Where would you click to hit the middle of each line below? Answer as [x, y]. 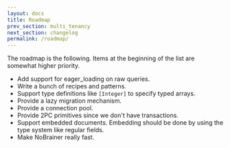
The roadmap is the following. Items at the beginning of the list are [101, 58]
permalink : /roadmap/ [38, 39]
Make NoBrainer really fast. [56, 137]
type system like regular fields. [60, 130]
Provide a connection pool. [55, 108]
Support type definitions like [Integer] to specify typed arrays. [106, 94]
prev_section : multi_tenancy [49, 26]
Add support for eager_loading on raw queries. [83, 79]
